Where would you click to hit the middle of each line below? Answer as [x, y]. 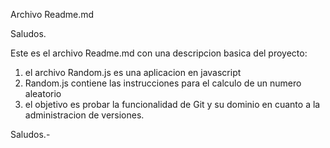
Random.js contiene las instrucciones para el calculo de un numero [163, 83]
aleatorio [43, 93]
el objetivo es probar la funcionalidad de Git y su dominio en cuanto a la [172, 104]
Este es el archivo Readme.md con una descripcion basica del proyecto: [159, 53]
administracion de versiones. [84, 115]
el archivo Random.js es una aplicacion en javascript [133, 72]
